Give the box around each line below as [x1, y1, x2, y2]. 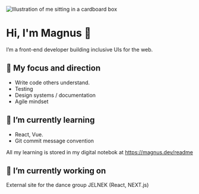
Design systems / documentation [14, 91, 96, 98]
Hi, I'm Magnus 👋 [6, 27, 91, 40]
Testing [14, 85, 34, 92]
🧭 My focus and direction [6, 63, 101, 74]
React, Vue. [14, 131, 43, 138]
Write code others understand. [14, 79, 90, 86]
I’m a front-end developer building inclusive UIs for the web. [6, 46, 153, 53]
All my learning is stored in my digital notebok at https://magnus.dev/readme [6, 148, 193, 155]
